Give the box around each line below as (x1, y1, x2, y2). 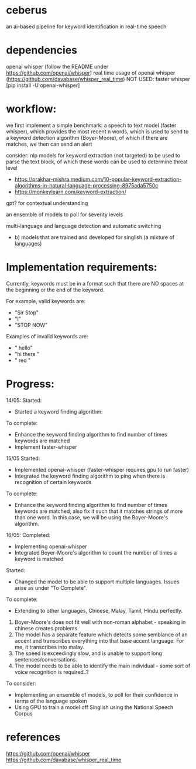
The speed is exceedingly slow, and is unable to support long (14, 650, 163, 657)
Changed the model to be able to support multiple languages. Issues (14, 578, 180, 585)
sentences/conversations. (14, 656, 77, 663)
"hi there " (14, 350, 40, 357)
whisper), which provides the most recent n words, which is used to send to (6, 127, 189, 135)
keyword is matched (14, 555, 64, 562)
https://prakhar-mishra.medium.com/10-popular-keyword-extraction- (14, 176, 182, 183)
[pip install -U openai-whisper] (6, 82, 80, 89)
